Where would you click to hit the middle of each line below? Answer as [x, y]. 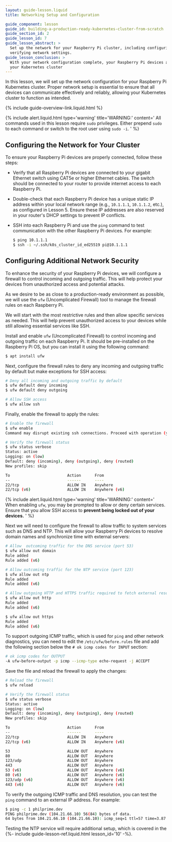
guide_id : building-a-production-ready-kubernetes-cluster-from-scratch [84, 29]
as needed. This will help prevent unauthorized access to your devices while [86, 320]
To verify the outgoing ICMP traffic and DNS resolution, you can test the [81, 794]
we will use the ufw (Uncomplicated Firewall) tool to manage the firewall [81, 299]
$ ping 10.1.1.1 [30, 240]
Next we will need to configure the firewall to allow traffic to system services [86, 526]
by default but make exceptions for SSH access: [56, 371]
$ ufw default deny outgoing [36, 390]
